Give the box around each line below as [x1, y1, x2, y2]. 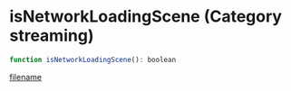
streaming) [9, 25, 94, 46]
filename [9, 71, 43, 82]
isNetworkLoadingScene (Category [9, 6, 283, 27]
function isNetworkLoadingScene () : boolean [9, 55, 177, 64]
